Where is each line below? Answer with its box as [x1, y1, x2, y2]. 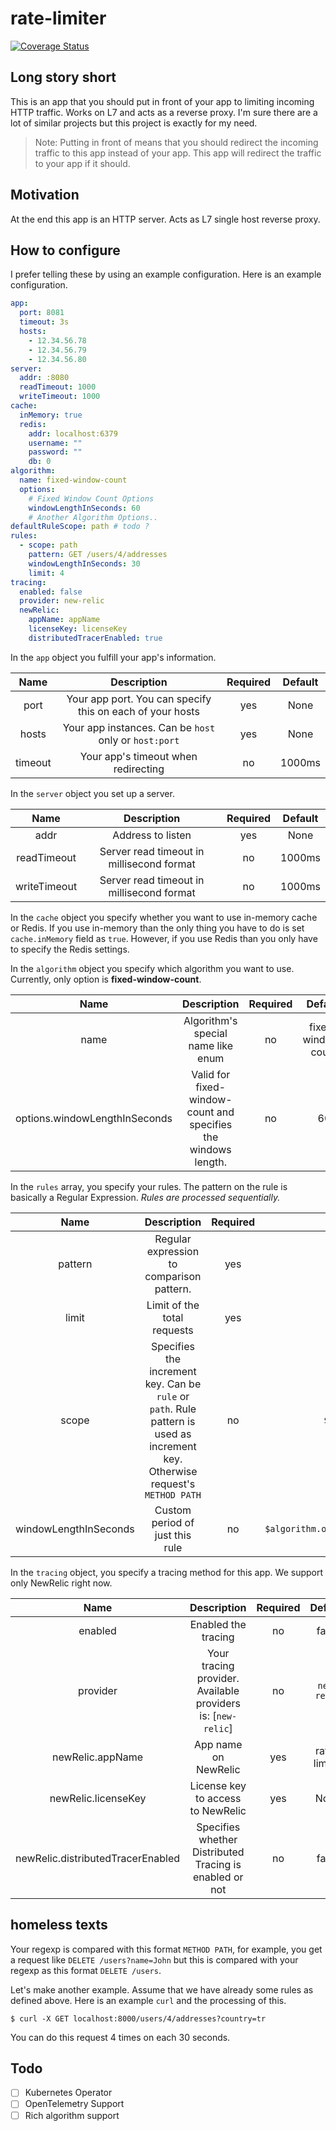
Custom [154, 1503, 192, 1517]
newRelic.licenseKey [49, 1791, 147, 1805]
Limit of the [146, 1298, 200, 1312]
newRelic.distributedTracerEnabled [15, 1851, 181, 1865]
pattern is [150, 1414, 196, 1428]
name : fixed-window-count [19, 475, 128, 485]
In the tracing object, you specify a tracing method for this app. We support [10, 1566, 324, 1578]
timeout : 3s [19, 317, 70, 327]
